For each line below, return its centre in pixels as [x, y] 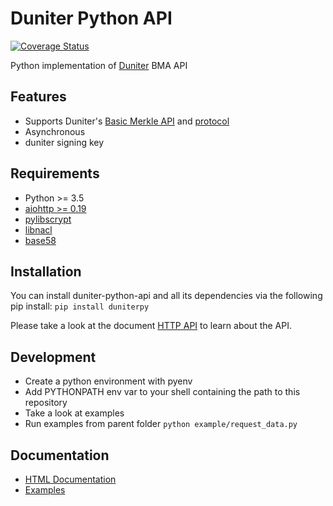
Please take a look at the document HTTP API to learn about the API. [151, 326]
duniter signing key [64, 142]
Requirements [55, 173]
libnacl [38, 229]
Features [38, 97]
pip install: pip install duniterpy [80, 306]
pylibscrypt [48, 219]
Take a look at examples [74, 413]
